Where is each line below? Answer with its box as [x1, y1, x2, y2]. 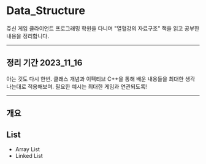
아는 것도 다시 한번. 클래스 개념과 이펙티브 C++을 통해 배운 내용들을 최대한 [6, 75, 184, 83]
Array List [15, 145, 40, 153]
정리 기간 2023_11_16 [6, 58, 83, 68]
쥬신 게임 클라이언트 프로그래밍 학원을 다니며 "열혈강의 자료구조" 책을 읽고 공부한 [6, 24, 200, 32]
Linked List [15, 152, 43, 159]
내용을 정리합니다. [6, 32, 50, 40]
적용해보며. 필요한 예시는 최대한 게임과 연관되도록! [27, 83, 147, 90]
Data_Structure [6, 4, 86, 18]
